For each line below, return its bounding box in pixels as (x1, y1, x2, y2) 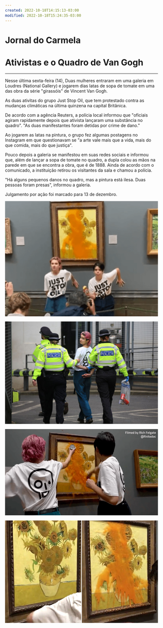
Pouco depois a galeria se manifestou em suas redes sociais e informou (5, 152, 149, 157)
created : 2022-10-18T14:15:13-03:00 (5, 8, 79, 13)
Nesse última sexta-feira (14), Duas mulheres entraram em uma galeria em (5, 78, 154, 83)
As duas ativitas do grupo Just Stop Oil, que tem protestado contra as (5, 98, 145, 103)
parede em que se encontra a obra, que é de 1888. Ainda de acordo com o (5, 162, 154, 168)
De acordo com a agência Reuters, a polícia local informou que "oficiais (5, 112, 148, 118)
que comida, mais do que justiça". (5, 142, 73, 148)
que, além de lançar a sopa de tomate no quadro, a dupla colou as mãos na (5, 157, 156, 163)
